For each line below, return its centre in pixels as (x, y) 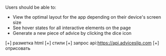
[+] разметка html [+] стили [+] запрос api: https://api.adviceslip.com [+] (82, 43)
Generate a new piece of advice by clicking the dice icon (72, 33)
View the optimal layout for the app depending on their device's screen (87, 17)
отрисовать (18, 48)
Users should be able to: (31, 7)
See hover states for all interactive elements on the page (72, 28)
